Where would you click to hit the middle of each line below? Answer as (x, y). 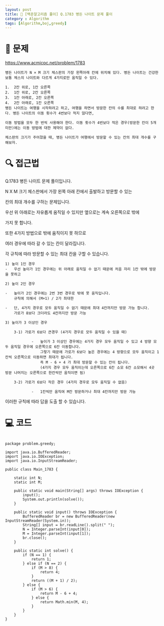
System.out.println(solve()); (53, 499)
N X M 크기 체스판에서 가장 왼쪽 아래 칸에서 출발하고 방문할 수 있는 (69, 192)
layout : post (18, 10)
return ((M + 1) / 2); (54, 581)
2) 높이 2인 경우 (20, 284)
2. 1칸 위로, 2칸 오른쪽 (28, 93)
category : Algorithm (27, 19)
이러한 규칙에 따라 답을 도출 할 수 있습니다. (46, 402)
